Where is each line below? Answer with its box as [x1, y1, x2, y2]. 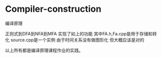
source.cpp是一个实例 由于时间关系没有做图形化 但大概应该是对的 [10, 37, 145, 43]
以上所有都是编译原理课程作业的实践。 [5, 47, 83, 53]
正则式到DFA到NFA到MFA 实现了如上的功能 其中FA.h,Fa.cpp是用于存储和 [5, 30, 153, 36]
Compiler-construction [5, 3, 102, 15]
